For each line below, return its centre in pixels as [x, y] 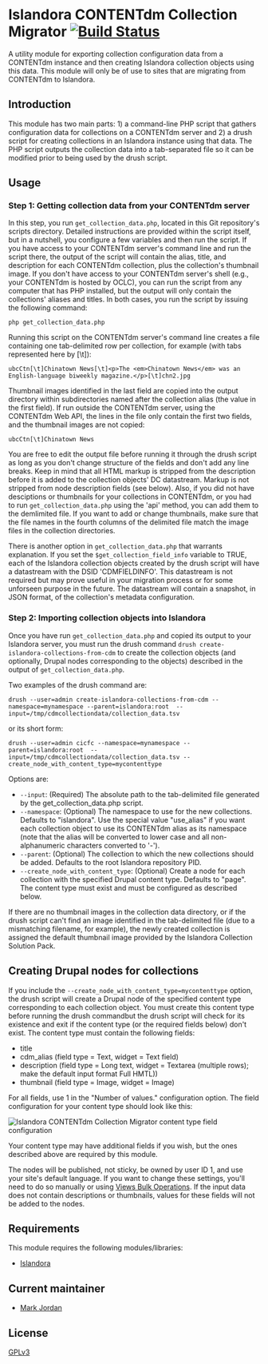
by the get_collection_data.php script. [81, 803]
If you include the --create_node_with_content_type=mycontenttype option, [130, 990]
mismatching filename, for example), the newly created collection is [119, 928]
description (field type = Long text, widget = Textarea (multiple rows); [134, 1065]
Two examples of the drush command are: [78, 684]
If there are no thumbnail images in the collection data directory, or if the [127, 911]
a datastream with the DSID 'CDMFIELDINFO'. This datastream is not [120, 572]
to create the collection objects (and [177, 652]
